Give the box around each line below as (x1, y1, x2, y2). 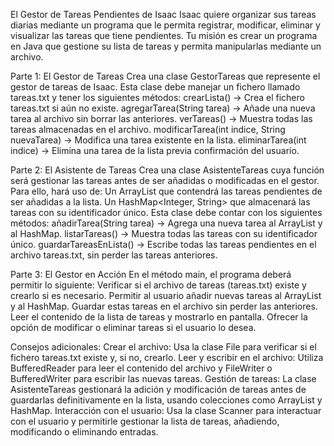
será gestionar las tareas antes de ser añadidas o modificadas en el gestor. (10, 175, 320, 186)
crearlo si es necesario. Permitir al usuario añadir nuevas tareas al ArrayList (10, 290, 322, 301)
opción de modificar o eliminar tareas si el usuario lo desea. (10, 322, 257, 333)
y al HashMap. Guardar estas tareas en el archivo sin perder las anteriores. (10, 300, 318, 312)
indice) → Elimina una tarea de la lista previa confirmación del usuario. (10, 145, 300, 156)
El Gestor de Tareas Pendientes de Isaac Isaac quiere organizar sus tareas (10, 9, 317, 20)
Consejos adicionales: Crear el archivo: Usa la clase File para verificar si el (10, 341, 317, 353)
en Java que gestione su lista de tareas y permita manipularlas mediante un (10, 40, 322, 52)
